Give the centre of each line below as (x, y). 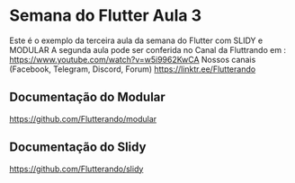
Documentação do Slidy (78, 148)
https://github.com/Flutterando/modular (83, 118)
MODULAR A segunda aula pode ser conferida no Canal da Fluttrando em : (147, 49)
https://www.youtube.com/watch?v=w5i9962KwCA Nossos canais (133, 59)
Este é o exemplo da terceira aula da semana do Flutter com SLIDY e (136, 40)
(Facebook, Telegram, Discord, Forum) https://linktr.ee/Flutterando (133, 69)
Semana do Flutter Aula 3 (106, 16)
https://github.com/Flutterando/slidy (76, 169)
